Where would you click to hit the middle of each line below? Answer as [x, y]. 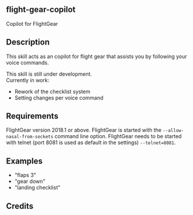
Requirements [32, 116]
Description [28, 42]
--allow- [173, 131]
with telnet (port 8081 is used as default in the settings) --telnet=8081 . [91, 142]
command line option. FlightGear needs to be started [118, 136]
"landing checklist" [37, 187]
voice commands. [27, 62]
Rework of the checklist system [52, 91]
